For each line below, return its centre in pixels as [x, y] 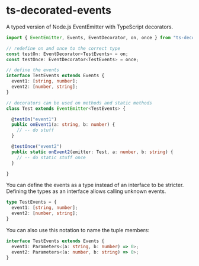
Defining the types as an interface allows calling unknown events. [86, 191]
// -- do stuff [36, 130]
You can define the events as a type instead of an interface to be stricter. [95, 185]
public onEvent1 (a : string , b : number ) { [63, 125]
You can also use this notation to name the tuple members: [78, 230]
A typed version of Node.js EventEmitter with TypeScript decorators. [90, 27]
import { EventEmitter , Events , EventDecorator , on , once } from [88, 37]
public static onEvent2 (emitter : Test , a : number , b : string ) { [92, 152]
